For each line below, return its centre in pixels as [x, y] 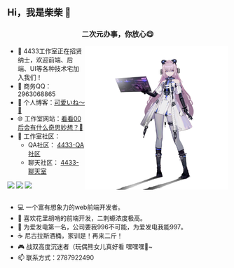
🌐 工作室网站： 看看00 [49, 119]
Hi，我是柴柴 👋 [39, 13]
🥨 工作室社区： [39, 136]
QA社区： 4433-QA [56, 145]
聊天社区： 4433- [53, 162]
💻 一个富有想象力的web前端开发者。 [71, 207]
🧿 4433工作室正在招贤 [50, 51]
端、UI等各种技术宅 [45, 68]
